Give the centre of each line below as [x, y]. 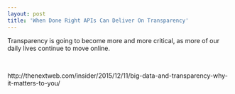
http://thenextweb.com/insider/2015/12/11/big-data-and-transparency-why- [118, 76]
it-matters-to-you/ [34, 83]
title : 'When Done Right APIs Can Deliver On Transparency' [98, 20]
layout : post [27, 14]
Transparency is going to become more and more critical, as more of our [114, 40]
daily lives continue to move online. [59, 48]
